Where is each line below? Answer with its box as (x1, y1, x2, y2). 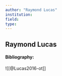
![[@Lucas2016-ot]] (5, 65, 46, 71)
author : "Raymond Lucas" (5, 7, 57, 13)
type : (5, 21, 17, 27)
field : (5, 17, 19, 22)
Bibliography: (5, 54, 34, 60)
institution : (5, 12, 33, 17)
